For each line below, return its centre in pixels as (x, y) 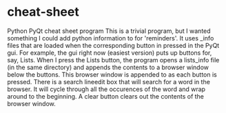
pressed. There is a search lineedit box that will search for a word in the (109, 81)
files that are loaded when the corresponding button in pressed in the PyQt (113, 45)
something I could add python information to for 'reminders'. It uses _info (111, 38)
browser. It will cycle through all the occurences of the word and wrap (106, 89)
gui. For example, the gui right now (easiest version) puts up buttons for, (110, 53)
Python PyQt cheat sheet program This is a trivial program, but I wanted (109, 31)
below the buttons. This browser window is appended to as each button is (112, 74)
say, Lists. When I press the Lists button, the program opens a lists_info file (113, 60)
